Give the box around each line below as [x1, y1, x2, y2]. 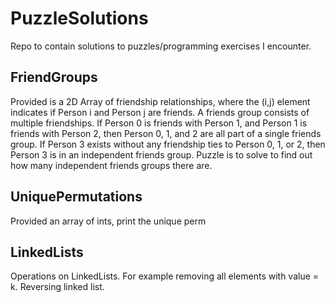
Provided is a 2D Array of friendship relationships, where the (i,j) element [10, 95, 311, 107]
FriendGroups [10, 69, 98, 86]
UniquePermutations [10, 188, 143, 206]
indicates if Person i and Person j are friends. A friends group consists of [10, 106, 310, 118]
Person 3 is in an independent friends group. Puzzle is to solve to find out [10, 148, 313, 161]
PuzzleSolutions [10, 7, 149, 30]
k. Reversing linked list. [10, 281, 105, 293]
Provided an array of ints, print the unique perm [10, 215, 207, 227]
